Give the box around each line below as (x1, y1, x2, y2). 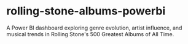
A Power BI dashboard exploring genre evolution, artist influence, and (6, 24, 182, 31)
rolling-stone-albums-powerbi (6, 4, 166, 18)
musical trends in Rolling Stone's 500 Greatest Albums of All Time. (6, 30, 174, 37)
